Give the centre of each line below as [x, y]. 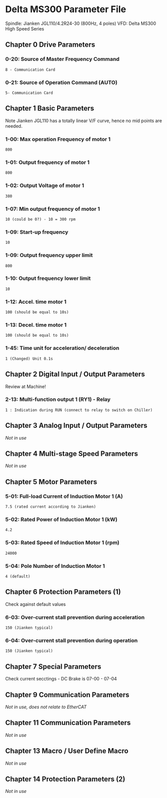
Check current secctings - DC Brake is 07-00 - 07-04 [61, 679]
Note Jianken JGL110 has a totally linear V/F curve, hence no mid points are [84, 121]
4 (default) [18, 576]
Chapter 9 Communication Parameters [67, 695]
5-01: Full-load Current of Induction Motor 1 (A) [64, 496]
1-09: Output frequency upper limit [49, 256]
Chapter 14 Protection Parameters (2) [65, 779]
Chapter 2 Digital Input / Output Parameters [75, 374]
